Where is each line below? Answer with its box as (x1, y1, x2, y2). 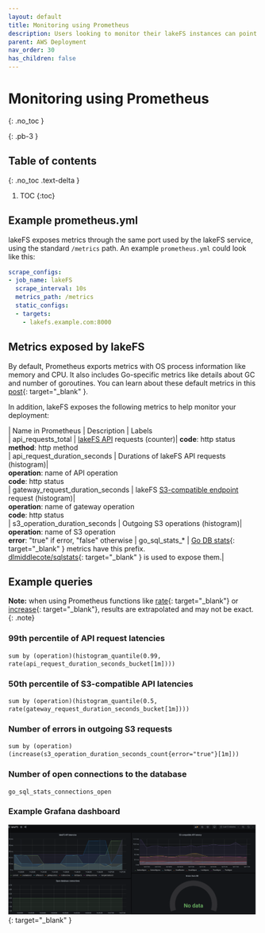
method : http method (8, 443, 79, 452)
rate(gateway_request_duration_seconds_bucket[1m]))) (8, 705, 190, 713)
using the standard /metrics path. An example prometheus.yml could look (8, 243, 247, 253)
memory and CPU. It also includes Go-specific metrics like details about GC (8, 370, 255, 379)
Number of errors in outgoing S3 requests (8, 723, 173, 734)
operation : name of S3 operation (8, 527, 117, 536)
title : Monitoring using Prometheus (8, 21, 129, 29)
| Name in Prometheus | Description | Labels (8, 425, 153, 436)
